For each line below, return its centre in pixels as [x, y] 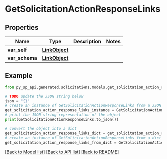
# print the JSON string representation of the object [63, 115]
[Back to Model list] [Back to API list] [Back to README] [62, 152]
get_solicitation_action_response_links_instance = [60, 110]
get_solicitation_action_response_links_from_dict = [61, 142]
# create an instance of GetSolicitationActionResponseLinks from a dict [83, 138]
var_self [17, 50]
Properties [22, 28]
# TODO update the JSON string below [44, 96]
